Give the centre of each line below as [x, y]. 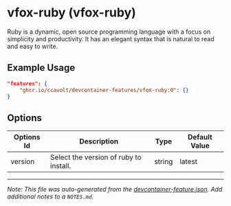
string [164, 161]
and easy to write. [33, 46]
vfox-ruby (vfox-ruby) [71, 13]
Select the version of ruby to [96, 157]
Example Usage [41, 68]
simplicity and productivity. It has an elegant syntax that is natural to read [111, 38]
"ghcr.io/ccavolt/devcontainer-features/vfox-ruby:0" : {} [104, 90]
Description [99, 141]
